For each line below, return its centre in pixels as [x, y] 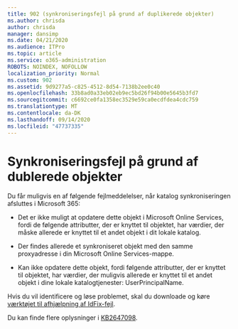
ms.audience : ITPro [36, 47]
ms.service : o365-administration [57, 60]
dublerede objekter [65, 177]
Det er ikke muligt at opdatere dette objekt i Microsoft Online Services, [120, 217]
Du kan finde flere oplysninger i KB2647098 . [72, 318]
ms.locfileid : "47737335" [45, 126]
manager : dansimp [33, 34]
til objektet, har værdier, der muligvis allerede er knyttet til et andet [115, 275]
